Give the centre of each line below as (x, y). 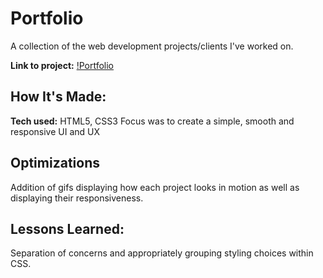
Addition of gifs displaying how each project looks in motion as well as (155, 187)
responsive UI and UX (55, 131)
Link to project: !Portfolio (62, 65)
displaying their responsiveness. (77, 198)
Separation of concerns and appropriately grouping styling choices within (162, 253)
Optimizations (55, 163)
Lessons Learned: (67, 228)
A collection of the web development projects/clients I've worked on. (152, 46)
